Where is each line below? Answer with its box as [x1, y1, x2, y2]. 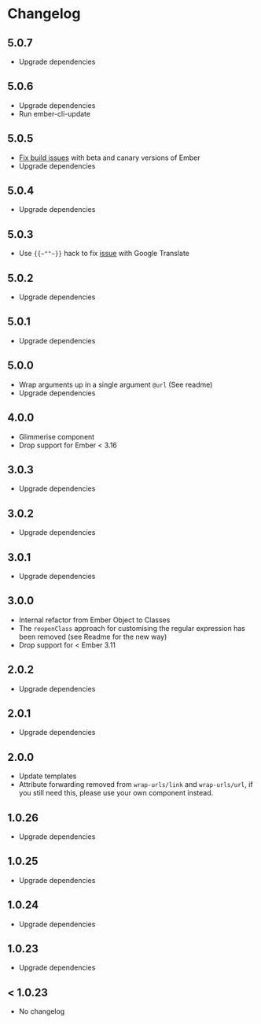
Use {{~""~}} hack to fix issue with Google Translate [18, 249, 190, 258]
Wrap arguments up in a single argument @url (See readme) [18, 380, 213, 389]
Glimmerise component [18, 432, 95, 441]
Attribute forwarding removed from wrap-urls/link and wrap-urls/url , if [18, 780, 253, 789]
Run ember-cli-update [18, 109, 91, 118]
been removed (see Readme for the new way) [18, 632, 167, 641]
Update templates [18, 771, 77, 781]
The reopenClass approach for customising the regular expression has [18, 623, 245, 633]
